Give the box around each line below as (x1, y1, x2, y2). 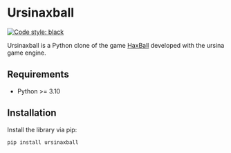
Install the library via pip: (7, 125, 77, 134)
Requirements (7, 69, 69, 80)
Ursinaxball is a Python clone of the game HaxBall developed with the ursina (7, 41, 225, 49)
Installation (7, 107, 57, 119)
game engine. (7, 48, 46, 57)
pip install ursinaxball (7, 138, 79, 146)
